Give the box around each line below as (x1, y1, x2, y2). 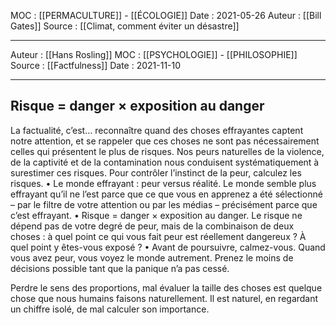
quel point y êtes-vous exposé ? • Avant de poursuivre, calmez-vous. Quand (10, 241, 326, 253)
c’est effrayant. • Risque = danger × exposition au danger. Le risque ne (10, 209, 303, 221)
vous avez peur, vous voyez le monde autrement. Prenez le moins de (10, 251, 294, 264)
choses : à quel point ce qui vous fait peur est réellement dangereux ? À (10, 230, 307, 242)
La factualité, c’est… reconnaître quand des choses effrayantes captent (10, 124, 304, 136)
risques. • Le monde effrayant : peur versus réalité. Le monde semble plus (10, 177, 317, 189)
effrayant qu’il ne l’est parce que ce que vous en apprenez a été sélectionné (10, 188, 323, 200)
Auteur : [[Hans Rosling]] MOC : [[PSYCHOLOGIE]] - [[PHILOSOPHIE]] (10, 49, 298, 60)
